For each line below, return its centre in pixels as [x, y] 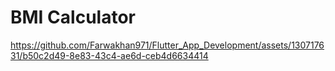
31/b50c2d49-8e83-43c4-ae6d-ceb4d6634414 [109, 55]
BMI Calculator [73, 17]
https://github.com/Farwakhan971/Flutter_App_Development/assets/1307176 [167, 45]
